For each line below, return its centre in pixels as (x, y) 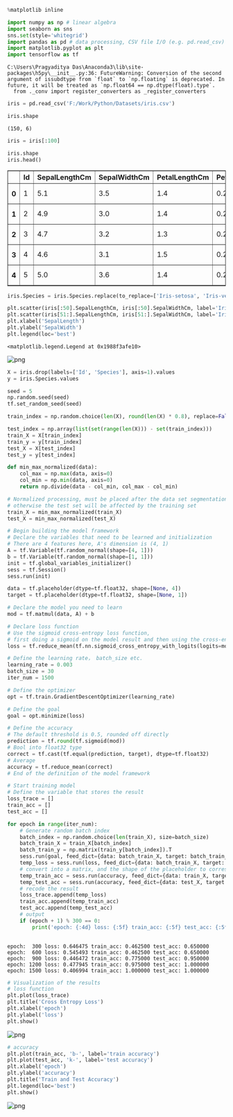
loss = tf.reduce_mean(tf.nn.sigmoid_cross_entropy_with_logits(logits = (114, 646)
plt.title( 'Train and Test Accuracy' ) (63, 1080)
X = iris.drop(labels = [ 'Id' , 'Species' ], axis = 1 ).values (91, 372)
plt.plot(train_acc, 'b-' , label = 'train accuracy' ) (83, 1054)
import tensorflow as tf (43, 55)
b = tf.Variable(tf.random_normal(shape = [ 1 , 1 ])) (80, 557)
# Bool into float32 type (44, 747)
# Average (21, 760)
